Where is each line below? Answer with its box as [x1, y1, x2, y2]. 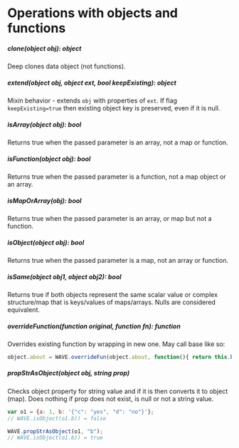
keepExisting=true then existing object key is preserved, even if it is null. [7, 104, 221, 113]
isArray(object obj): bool [7, 120, 82, 129]
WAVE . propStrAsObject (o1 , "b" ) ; [7, 427, 103, 435]
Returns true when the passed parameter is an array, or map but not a [7, 214, 212, 223]
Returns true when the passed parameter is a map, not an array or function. [7, 256, 229, 264]
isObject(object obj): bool [7, 238, 85, 246]
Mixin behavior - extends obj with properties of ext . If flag [7, 96, 178, 105]
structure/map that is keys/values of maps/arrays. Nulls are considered [7, 298, 216, 306]
